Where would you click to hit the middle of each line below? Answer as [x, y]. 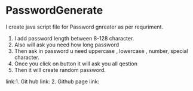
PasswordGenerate [54, 10]
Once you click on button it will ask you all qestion [76, 64]
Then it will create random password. [60, 70]
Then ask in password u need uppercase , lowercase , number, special [101, 51]
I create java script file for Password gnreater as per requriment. [85, 27]
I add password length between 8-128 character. [74, 38]
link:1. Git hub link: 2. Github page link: [53, 81]
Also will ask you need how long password [67, 45]
